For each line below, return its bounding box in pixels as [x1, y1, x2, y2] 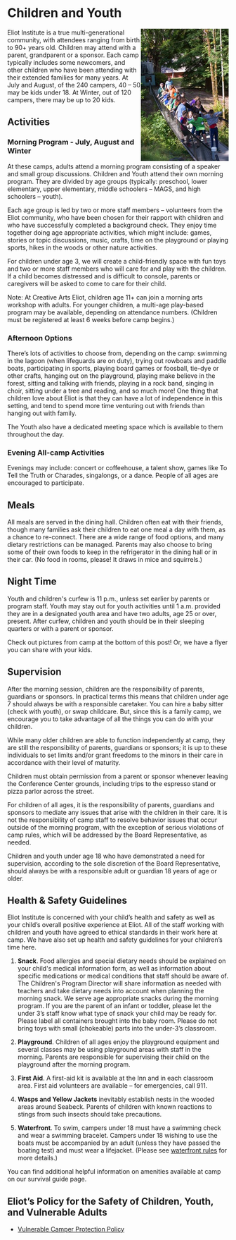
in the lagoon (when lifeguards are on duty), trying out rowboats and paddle [7, 356, 227, 364]
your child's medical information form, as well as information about [17, 964, 211, 973]
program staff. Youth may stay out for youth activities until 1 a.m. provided [7, 601, 221, 610]
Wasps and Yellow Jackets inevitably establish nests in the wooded [17, 1095, 215, 1104]
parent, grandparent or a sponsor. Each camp [7, 51, 139, 59]
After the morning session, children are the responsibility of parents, [7, 685, 205, 693]
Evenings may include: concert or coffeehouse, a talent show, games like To [7, 464, 228, 472]
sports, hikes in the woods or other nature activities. [7, 243, 158, 252]
